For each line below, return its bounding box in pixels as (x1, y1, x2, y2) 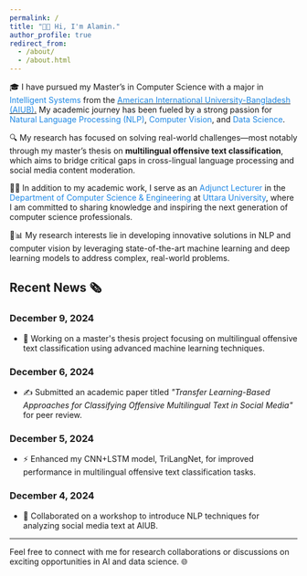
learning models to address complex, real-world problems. (9, 253, 230, 263)
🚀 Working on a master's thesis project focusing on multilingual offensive (22, 332, 298, 343)
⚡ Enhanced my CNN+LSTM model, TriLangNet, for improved (22, 454, 254, 465)
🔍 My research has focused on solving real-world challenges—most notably (9, 132, 298, 142)
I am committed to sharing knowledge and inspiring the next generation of (9, 202, 289, 213)
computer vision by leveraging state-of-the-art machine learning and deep (9, 243, 291, 254)
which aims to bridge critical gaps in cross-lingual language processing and (9, 155, 295, 165)
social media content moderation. (9, 165, 135, 175)
